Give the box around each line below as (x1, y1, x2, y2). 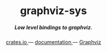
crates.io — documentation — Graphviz (5, 39, 102, 46)
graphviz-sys (20, 4, 87, 18)
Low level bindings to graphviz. (14, 23, 93, 30)
